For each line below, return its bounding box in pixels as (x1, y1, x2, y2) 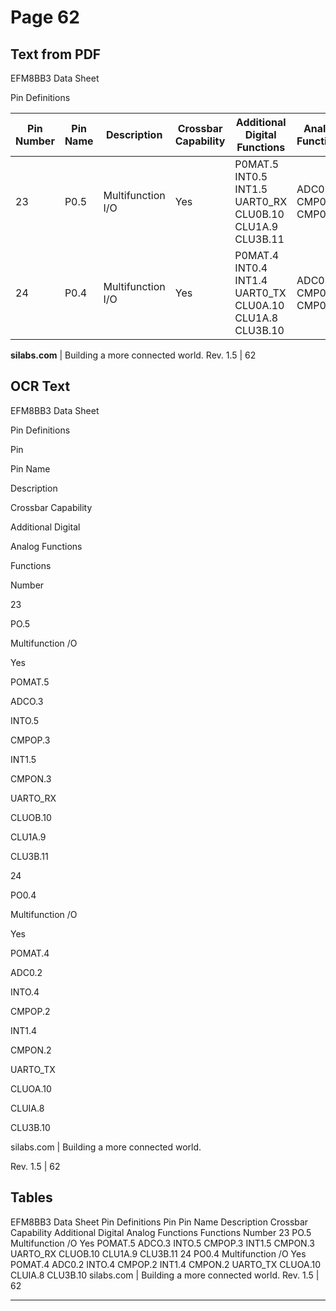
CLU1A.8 (234, 311, 279, 325)
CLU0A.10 (234, 299, 285, 312)
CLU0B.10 (234, 207, 285, 221)
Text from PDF (10, 46, 102, 63)
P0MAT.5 (234, 157, 280, 171)
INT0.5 (234, 170, 268, 183)
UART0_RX (234, 195, 288, 208)
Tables (10, 1189, 53, 1206)
